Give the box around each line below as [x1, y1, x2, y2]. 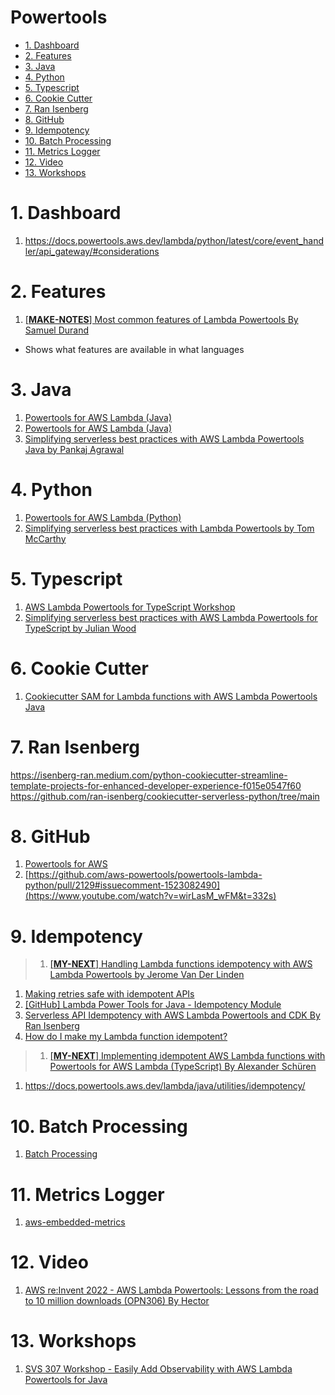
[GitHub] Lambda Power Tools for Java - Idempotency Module [24, 999, 282, 1011]
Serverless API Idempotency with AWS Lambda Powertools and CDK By [24, 1009, 321, 1021]
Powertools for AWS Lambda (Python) [24, 511, 182, 523]
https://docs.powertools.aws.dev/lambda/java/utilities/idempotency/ [24, 1080, 306, 1092]
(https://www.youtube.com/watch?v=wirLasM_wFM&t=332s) [24, 890, 277, 902]
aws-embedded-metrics [24, 1216, 126, 1228]
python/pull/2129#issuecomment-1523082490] [24, 879, 221, 891]
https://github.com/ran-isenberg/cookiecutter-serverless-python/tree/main [10, 790, 320, 802]
